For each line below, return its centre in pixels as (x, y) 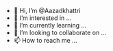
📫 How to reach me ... (45, 40)
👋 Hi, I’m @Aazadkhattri (47, 11)
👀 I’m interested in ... (42, 18)
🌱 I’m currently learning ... (50, 25)
